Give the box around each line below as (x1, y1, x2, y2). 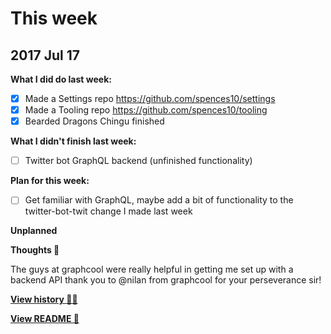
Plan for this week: (10, 175, 90, 187)
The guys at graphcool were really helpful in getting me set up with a (10, 263, 294, 276)
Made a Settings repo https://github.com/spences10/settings (24, 93, 276, 104)
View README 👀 (10, 313, 80, 325)
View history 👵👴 (10, 293, 78, 306)
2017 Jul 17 (10, 47, 80, 64)
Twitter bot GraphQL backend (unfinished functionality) (24, 155, 253, 167)
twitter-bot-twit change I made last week (24, 205, 193, 217)
